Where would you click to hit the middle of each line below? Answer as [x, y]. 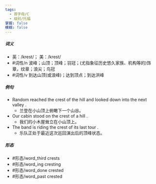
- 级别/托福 [20, 18]
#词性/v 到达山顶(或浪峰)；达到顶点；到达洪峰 [58, 75]
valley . [19, 105]
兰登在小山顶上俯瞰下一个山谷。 [51, 111]
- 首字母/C [19, 14]
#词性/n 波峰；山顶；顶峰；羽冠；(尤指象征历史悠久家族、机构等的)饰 [82, 63]
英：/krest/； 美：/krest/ [36, 57]
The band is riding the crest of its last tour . [55, 127]
